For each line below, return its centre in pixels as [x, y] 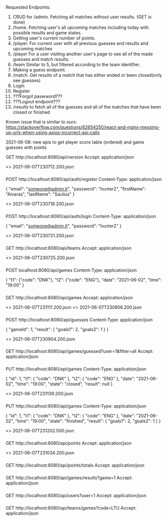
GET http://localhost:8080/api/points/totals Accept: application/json [75, 465]
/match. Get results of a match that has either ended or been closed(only [87, 75]
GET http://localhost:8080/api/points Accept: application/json [69, 443]
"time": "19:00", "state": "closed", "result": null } [64, 384]
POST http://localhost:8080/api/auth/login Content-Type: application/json [81, 216]
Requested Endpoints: [28, 7]
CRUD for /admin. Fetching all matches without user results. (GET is [82, 17]
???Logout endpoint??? [37, 101]
